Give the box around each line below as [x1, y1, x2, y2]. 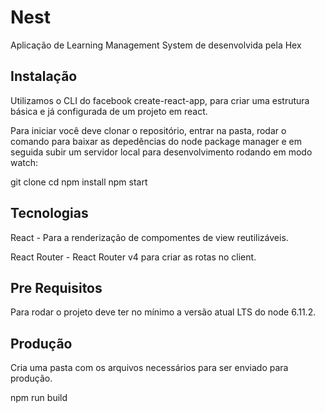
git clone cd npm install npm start [10, 176, 148, 188]
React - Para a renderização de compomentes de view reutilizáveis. [10, 231, 289, 243]
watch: [10, 156, 39, 168]
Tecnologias [10, 205, 89, 222]
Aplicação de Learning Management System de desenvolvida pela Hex [10, 39, 302, 51]
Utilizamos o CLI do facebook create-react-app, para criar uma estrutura [10, 94, 310, 106]
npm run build [10, 392, 68, 404]
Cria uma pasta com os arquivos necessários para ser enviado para [10, 362, 289, 374]
